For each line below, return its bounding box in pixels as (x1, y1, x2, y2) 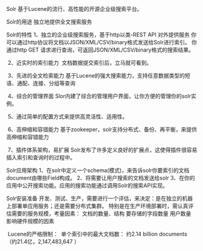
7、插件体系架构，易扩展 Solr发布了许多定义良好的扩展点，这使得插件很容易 (7, 146, 198, 153)
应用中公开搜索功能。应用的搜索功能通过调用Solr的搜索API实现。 (6, 182, 168, 189)
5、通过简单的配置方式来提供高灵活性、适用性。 (7, 113, 128, 120)
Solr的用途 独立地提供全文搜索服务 (6, 18, 92, 25)
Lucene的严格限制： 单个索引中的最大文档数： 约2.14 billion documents (7, 230, 188, 238)
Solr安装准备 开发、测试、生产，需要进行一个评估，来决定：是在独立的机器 (6, 195, 193, 202)
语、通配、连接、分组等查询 (6, 79, 76, 87)
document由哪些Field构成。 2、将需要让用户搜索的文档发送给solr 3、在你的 (6, 175, 195, 181)
